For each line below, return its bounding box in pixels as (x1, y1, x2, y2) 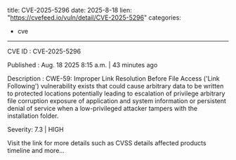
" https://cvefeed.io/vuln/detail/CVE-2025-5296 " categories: (7, 13, 181, 22)
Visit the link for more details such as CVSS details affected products (7, 139, 206, 147)
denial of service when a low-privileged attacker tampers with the (7, 105, 198, 112)
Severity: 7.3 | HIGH (7, 126, 65, 133)
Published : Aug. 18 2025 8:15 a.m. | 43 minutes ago (7, 61, 158, 69)
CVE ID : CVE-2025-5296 (7, 47, 81, 55)
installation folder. (7, 112, 59, 120)
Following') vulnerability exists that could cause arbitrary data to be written (7, 82, 224, 90)
